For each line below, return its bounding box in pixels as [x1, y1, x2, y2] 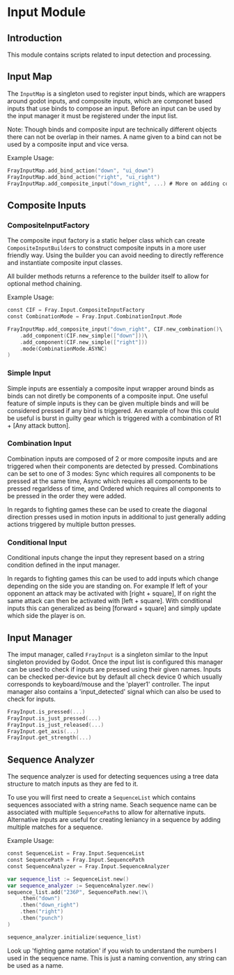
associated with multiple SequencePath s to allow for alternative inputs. [7, 808, 206, 816]
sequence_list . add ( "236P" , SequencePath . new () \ [7, 888, 148, 895]
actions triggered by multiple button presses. [7, 520, 136, 528]
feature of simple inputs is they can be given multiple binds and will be [7, 399, 210, 407]
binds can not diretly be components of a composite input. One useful [7, 391, 208, 400]
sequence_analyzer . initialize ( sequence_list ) [7, 934, 141, 941]
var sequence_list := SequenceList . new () [7, 875, 130, 883]
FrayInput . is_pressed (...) [7, 708, 86, 715]
